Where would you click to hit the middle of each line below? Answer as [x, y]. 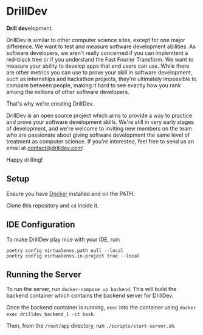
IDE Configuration [41, 225]
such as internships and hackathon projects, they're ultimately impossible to [101, 79]
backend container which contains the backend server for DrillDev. [90, 296]
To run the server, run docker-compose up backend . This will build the [91, 289]
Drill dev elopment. [30, 28]
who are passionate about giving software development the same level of [98, 135]
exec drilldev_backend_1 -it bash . [51, 314]
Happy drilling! [25, 159]
